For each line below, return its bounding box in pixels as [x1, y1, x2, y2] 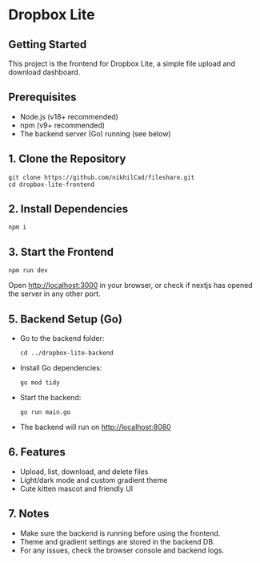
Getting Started [8, 38, 87, 51]
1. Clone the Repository [8, 152, 126, 166]
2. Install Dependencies [8, 202, 129, 216]
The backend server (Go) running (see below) [19, 128, 171, 138]
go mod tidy [19, 379, 60, 387]
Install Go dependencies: [19, 363, 102, 373]
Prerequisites [8, 91, 77, 104]
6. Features [8, 445, 66, 459]
